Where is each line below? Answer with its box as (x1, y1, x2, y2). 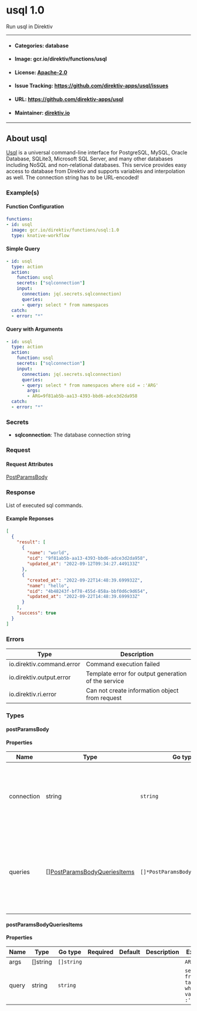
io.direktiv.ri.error (9, 690, 57, 698)
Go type (58, 948, 81, 956)
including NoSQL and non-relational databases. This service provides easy (6, 161, 187, 168)
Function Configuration (6, 203, 64, 210)
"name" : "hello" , (27, 583, 69, 589)
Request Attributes (6, 461, 53, 468)
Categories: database (14, 42, 69, 49)
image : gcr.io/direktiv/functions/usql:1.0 (11, 227, 119, 233)
